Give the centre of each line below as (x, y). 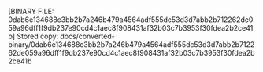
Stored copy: (38, 36)
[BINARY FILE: (31, 11)
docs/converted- (88, 36)
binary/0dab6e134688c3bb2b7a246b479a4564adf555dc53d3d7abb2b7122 (131, 45)
